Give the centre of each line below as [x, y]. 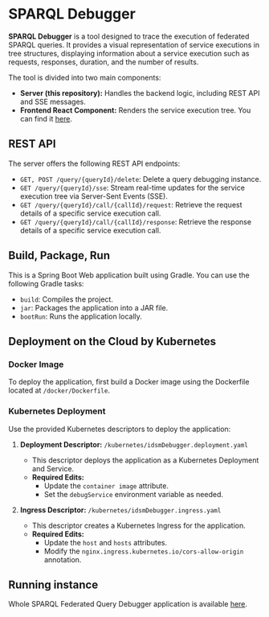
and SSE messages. [53, 101]
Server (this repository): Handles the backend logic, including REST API [140, 93]
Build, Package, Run [59, 255]
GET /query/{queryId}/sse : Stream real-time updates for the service [132, 187]
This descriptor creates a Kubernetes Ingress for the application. [139, 525]
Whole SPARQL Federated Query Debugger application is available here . [128, 604]
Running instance [53, 584]
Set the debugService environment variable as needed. [133, 494]
